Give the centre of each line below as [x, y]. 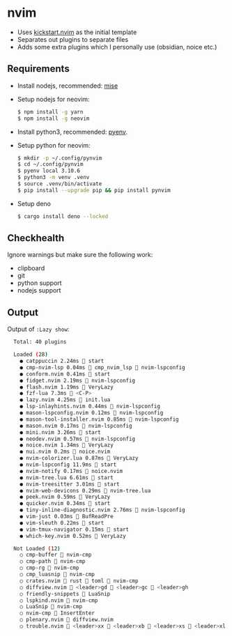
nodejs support [39, 290]
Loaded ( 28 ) [31, 355]
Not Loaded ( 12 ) [37, 548]
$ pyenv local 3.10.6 [48, 171]
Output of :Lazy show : [38, 329]
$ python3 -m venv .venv [53, 178]
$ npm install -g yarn [50, 112]
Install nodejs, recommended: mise [68, 86]
